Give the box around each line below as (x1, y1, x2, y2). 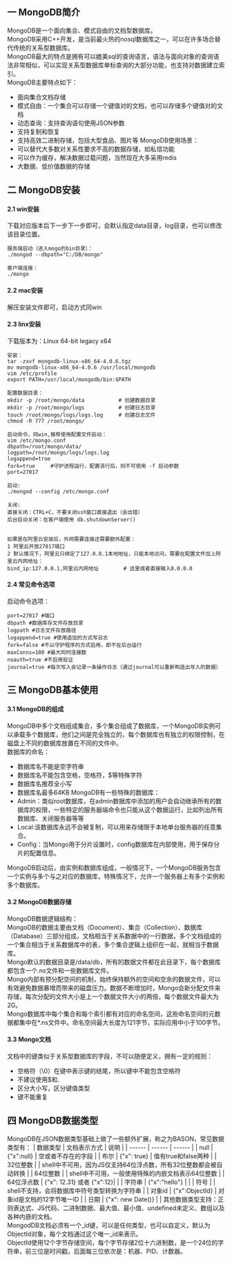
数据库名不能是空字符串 (17, 762, 84, 770)
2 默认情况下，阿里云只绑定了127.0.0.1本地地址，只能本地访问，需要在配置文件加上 (7, 550, 216, 557)
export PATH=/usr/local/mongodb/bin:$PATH (7, 376, 131, 383)
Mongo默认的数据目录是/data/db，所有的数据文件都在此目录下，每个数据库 (7, 958, 221, 966)
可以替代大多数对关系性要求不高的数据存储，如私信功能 (17, 145, 175, 153)
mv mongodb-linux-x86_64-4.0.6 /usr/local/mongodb (7, 364, 156, 371)
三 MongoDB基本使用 (7, 684, 99, 696)
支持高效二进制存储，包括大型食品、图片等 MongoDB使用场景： (17, 136, 199, 144)
